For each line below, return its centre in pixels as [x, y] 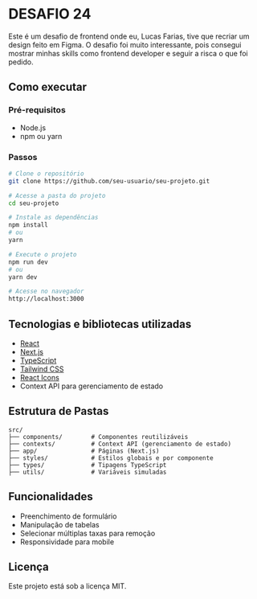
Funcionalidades [51, 496]
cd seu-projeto [34, 203]
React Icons [40, 377]
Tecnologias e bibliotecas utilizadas [100, 324]
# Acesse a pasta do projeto [57, 195]
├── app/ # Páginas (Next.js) [84, 451]
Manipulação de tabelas [59, 524]
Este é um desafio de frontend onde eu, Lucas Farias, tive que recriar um [129, 36]
